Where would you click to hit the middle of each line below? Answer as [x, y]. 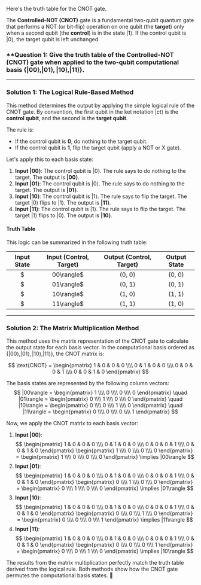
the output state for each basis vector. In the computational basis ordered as [100, 348]
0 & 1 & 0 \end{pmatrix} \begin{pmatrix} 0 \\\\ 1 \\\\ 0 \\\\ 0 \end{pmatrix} [105, 482]
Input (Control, [68, 257]
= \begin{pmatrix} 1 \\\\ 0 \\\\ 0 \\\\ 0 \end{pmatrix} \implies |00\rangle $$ [105, 457]
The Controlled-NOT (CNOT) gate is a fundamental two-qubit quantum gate [100, 20]
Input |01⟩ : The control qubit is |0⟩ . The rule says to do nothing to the [100, 183]
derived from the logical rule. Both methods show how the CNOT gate [92, 569]
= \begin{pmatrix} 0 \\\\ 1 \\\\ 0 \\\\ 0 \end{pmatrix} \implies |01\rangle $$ [105, 488]
